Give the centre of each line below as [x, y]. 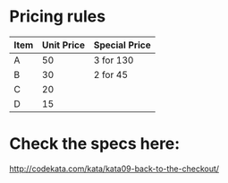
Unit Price [63, 45]
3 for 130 [114, 60]
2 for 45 [110, 74]
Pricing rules [57, 17]
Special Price [122, 45]
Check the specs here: [95, 144]
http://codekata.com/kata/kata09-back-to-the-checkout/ [114, 169]
